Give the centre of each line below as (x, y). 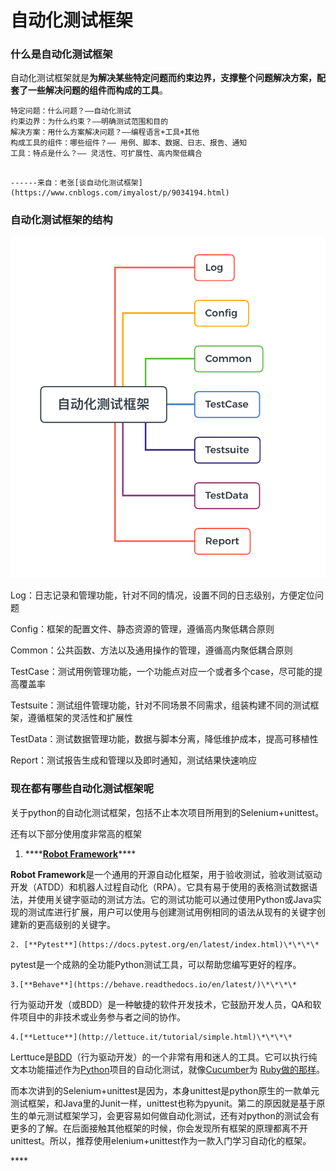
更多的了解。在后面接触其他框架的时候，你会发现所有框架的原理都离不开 (159, 1128)
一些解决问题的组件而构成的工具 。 (97, 90)
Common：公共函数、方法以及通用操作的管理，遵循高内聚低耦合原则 (151, 650)
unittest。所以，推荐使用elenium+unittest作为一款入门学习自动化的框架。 (161, 1140)
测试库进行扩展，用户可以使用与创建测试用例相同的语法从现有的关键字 (172, 912)
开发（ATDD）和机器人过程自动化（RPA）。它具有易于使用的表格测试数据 (160, 887)
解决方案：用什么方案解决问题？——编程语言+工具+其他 (105, 132)
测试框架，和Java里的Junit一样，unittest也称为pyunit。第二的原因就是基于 (163, 1103)
